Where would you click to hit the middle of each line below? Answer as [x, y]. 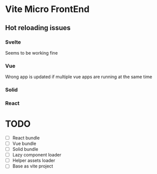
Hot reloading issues [38, 28]
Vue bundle [24, 143]
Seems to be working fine [32, 53]
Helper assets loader [34, 160]
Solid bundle [25, 149]
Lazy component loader [37, 155]
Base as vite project [33, 166]
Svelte [13, 42]
